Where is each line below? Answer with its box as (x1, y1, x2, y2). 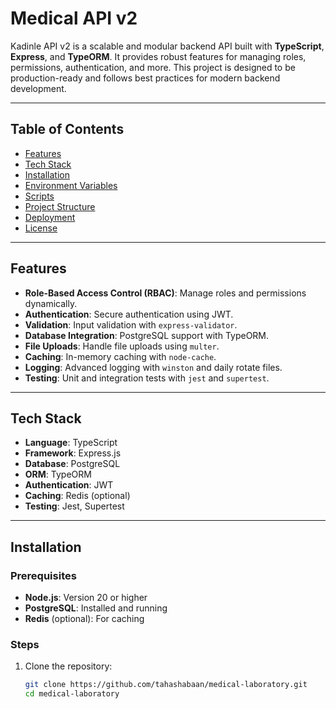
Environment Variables (24, 179, 118, 191)
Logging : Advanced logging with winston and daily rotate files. (24, 361, 283, 373)
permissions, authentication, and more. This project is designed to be (10, 61, 296, 73)
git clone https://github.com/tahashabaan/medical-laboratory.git (24, 680, 308, 690)
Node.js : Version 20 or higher (24, 592, 148, 604)
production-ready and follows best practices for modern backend (10, 72, 281, 84)
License (24, 222, 58, 234)
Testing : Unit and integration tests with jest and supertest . (24, 372, 270, 384)
